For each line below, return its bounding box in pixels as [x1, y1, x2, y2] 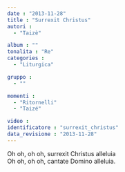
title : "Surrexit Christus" [7, 17, 91, 23]
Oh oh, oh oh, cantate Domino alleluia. [7, 157, 116, 165]
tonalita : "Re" [7, 48, 54, 55]
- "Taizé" [13, 105, 41, 113]
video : [7, 118, 30, 125]
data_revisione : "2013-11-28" [7, 131, 97, 137]
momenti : [7, 93, 36, 99]
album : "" [7, 42, 39, 49]
